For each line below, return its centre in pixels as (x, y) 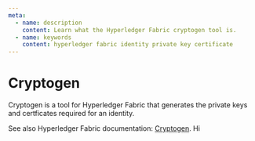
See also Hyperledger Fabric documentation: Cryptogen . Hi (104, 128)
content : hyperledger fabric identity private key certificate (128, 45)
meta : (17, 15)
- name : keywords (44, 37)
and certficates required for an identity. (71, 114)
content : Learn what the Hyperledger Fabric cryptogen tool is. (129, 30)
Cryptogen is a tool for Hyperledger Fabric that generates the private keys (128, 105)
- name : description (49, 23)
